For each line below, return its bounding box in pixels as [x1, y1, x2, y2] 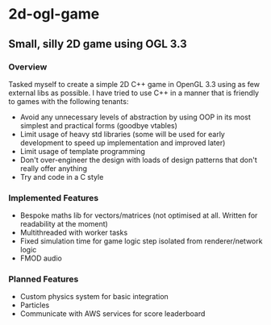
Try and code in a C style [19, 172, 104, 181]
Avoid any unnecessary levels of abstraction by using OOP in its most [19, 112, 252, 122]
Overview [8, 61, 48, 73]
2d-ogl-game [8, 5, 100, 23]
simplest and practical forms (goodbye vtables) [19, 120, 177, 130]
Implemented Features [8, 192, 99, 203]
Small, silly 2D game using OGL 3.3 [8, 37, 187, 51]
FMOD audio [19, 253, 62, 263]
